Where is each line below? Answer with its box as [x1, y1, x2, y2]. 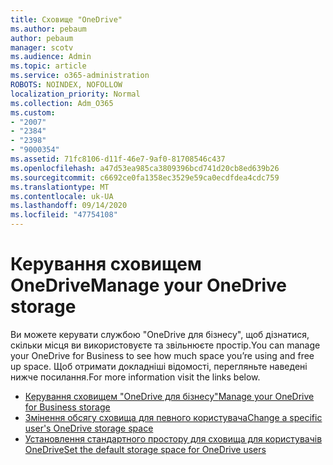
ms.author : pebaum [10, 24, 87, 34]
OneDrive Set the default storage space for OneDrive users [24, 443, 267, 455]
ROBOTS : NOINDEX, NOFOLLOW [10, 80, 123, 90]
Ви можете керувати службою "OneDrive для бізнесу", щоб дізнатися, [10, 328, 310, 340]
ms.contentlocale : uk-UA [10, 191, 114, 201]
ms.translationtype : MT [10, 182, 110, 192]
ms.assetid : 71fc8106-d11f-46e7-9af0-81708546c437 [10, 154, 226, 164]
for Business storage [24, 401, 111, 413]
